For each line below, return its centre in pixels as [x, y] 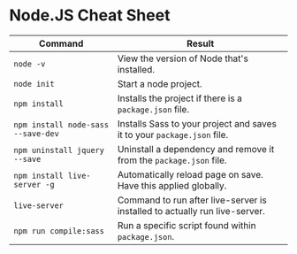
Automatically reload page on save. [190, 174]
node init [34, 84]
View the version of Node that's [183, 58]
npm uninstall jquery [59, 150]
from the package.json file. [172, 160]
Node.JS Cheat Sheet [90, 15]
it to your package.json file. [173, 135]
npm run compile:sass [59, 231]
